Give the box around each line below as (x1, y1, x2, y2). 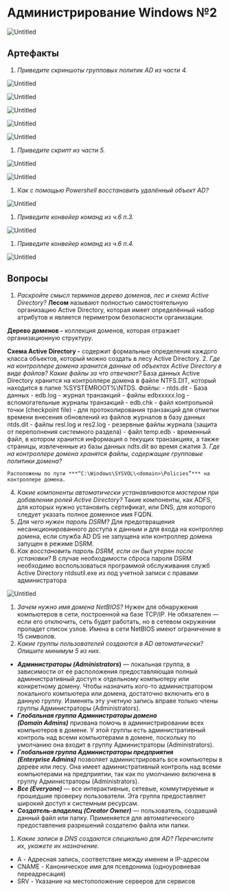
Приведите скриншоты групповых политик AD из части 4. (16, 65, 187, 74)
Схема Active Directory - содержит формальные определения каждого (7, 346, 218, 355)
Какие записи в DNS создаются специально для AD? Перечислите (16, 834, 214, 842)
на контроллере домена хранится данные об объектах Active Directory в (7, 362, 222, 370)
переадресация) (16, 869, 66, 878)
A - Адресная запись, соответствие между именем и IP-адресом (16, 855, 209, 863)
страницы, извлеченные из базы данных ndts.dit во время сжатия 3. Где (7, 442, 220, 450)
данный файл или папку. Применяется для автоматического (16, 813, 194, 822)
